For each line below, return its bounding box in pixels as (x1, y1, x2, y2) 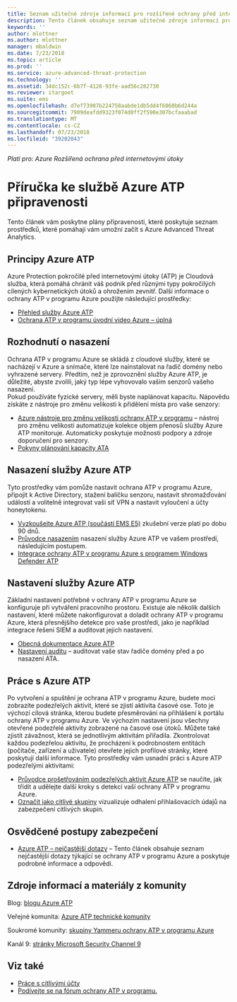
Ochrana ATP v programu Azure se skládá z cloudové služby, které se (7, 355, 210, 363)
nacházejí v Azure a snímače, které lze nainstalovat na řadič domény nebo (7, 362, 223, 371)
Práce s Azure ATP (7, 675, 91, 687)
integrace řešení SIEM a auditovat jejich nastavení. (7, 626, 154, 635)
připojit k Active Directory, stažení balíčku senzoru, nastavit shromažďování (7, 490, 227, 499)
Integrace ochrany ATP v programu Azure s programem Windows (17, 549, 208, 558)
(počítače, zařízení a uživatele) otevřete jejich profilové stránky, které (7, 746, 208, 755)
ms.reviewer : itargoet (7, 89, 74, 96)
